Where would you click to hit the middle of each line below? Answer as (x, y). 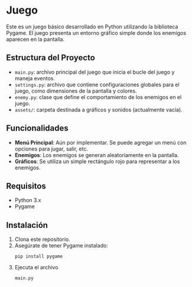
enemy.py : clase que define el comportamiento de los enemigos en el (98, 97)
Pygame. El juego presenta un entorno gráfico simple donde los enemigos (96, 32)
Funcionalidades (38, 128)
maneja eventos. (35, 78)
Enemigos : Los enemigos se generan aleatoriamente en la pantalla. (97, 155)
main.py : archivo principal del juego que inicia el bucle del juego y (95, 72)
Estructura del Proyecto (51, 58)
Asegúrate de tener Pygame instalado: (61, 246)
